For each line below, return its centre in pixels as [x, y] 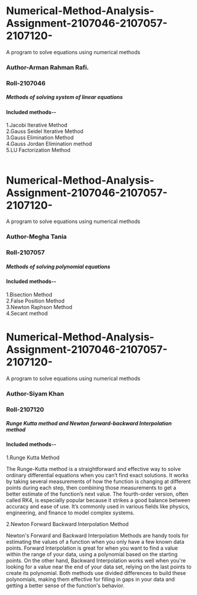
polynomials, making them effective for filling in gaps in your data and [91, 579]
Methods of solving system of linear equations [65, 97]
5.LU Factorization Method [38, 150]
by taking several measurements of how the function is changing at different [98, 481]
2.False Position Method [35, 301]
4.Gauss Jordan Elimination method [49, 144]
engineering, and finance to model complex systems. [70, 513]
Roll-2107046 [26, 83]
